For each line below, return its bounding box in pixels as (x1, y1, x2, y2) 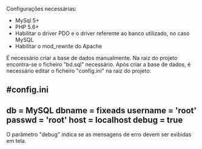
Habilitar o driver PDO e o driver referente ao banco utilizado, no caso (15, 30, 190, 37)
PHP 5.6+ (15, 24, 39, 30)
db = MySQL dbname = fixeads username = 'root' (6, 105, 197, 116)
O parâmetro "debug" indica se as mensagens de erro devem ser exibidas (6, 131, 192, 138)
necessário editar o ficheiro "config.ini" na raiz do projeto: (6, 67, 152, 74)
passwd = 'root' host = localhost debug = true (6, 114, 183, 125)
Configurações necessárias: (6, 5, 77, 12)
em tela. (6, 137, 27, 145)
